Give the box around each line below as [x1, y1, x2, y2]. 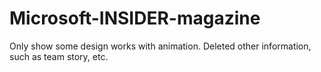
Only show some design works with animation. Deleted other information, [9, 40, 312, 52]
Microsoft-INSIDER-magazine [9, 7, 261, 30]
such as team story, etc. [9, 50, 109, 62]
